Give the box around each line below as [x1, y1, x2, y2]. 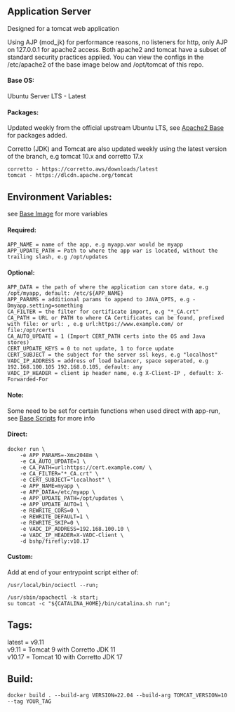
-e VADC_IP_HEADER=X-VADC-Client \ [20, 532, 124, 539]
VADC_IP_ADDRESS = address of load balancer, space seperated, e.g [7, 357, 209, 364]
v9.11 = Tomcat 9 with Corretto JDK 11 [7, 645, 116, 654]
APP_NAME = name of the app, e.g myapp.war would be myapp [7, 242, 184, 249]
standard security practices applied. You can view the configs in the [7, 53, 204, 61]
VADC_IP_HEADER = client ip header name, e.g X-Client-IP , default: [7, 370, 215, 377]
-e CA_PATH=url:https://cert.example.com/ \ [20, 463, 152, 471]
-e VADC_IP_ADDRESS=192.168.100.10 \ [20, 525, 130, 532]
